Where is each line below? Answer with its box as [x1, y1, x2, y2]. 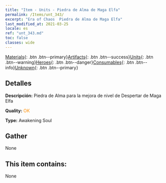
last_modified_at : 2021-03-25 [5, 21, 69, 27]
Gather [5, 132, 28, 140]
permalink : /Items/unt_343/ [5, 12, 64, 17]
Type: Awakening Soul [5, 117, 52, 123]
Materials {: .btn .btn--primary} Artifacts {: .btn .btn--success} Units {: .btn [5, 54, 153, 60]
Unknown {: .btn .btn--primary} [15, 64, 78, 70]
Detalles [5, 79, 32, 88]
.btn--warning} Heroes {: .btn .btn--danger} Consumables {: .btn [5, 59, 134, 65]
